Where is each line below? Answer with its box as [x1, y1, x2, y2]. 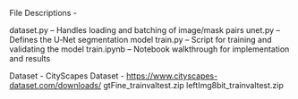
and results [9, 54, 51, 63]
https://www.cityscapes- [126, 70, 218, 81]
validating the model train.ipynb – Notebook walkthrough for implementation [9, 44, 290, 54]
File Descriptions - [9, 8, 78, 18]
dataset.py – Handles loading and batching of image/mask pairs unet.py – [9, 25, 280, 35]
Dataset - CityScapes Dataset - [9, 70, 125, 81]
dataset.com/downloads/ [9, 80, 102, 90]
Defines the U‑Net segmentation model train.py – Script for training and [9, 35, 272, 45]
